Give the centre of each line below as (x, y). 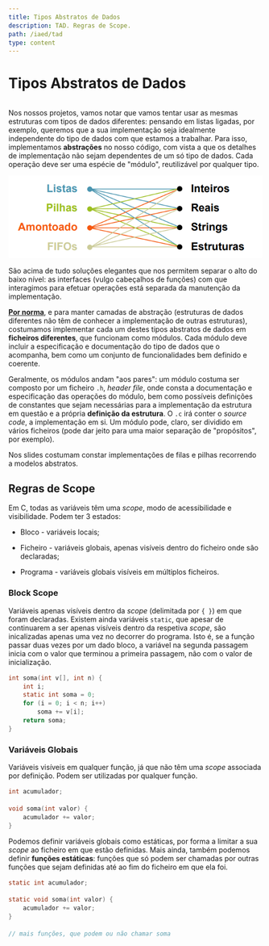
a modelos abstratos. (43, 463)
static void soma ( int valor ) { (61, 900)
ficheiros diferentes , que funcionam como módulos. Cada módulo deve (128, 337)
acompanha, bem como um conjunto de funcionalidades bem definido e (128, 354)
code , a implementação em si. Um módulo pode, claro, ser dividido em (126, 422)
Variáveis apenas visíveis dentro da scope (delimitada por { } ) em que (125, 610)
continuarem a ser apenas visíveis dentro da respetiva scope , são (117, 628)
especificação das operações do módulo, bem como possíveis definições (131, 396)
